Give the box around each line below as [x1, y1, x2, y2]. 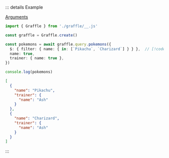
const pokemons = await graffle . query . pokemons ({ [5, 42, 112, 47]
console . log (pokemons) [5, 70, 53, 75]
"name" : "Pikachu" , [14, 88, 55, 93]
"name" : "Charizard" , [14, 116, 59, 121]
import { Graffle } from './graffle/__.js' [5, 24, 98, 29]
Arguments [5, 14, 29, 20]
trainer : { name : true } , [10, 56, 64, 61]
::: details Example [5, 5, 43, 10]
